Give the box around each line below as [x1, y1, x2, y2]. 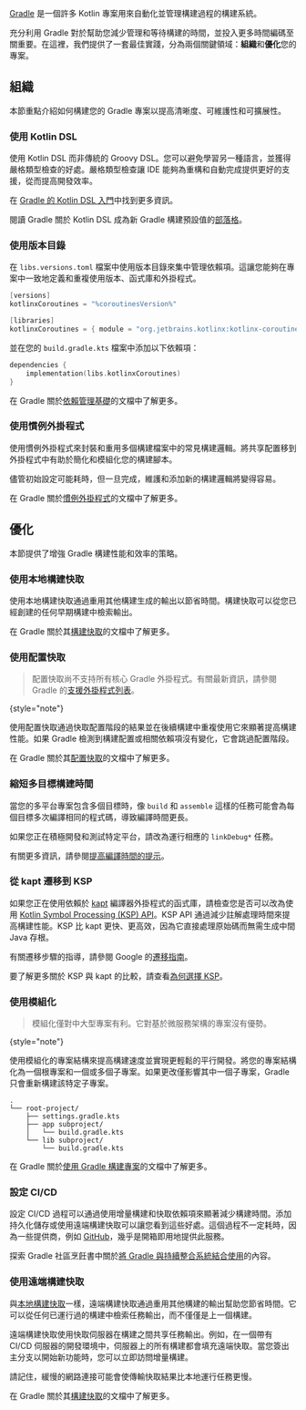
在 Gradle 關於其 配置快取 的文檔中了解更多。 [9, 753, 175, 764]
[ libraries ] [9, 316, 55, 325]
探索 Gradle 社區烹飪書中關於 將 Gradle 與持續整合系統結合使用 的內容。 [9, 1250, 276, 1261]
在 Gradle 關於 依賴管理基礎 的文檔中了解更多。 [9, 395, 183, 406]
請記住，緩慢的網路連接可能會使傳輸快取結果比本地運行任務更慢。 [9, 1371, 257, 1382]
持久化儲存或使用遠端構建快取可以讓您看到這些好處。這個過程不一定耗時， [9, 1220, 289, 1230]
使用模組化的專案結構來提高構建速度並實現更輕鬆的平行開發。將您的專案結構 [9, 1055, 297, 1066]
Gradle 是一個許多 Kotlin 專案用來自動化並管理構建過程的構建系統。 [9, 8, 262, 18]
